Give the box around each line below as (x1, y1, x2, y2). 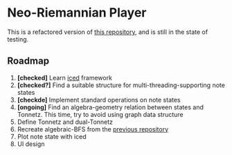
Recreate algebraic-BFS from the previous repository (17, 125, 169, 133)
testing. (7, 35, 29, 43)
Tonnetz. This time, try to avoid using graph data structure (17, 110, 184, 118)
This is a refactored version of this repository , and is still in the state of (7, 28, 208, 36)
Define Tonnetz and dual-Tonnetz (17, 118, 113, 126)
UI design (17, 140, 45, 148)
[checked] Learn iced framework (17, 73, 113, 82)
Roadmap (7, 55, 50, 67)
